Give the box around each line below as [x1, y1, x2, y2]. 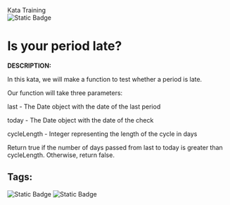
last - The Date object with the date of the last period [7, 102, 161, 111]
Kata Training [7, 6, 46, 14]
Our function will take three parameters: [7, 88, 123, 97]
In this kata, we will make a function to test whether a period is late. [7, 75, 203, 83]
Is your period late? [7, 38, 122, 54]
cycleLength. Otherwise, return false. [7, 151, 115, 159]
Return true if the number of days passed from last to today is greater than [7, 143, 223, 151]
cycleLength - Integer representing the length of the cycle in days [7, 130, 198, 138]
